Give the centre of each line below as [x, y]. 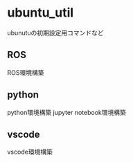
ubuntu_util [41, 13]
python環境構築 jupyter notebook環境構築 [67, 112]
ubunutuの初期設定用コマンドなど [55, 33]
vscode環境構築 [30, 152]
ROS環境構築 [26, 72]
